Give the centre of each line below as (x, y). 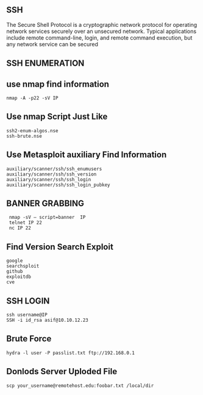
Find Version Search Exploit (60, 247)
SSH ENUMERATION (45, 63)
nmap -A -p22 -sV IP (33, 98)
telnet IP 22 (26, 223)
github (15, 272)
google (15, 261)
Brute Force (29, 339)
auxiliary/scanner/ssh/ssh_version (52, 174)
